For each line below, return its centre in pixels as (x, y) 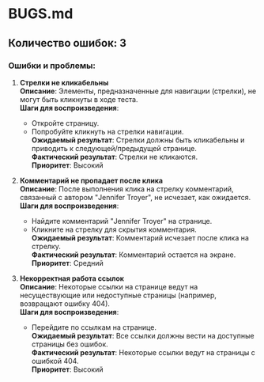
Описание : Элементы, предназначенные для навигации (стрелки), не (138, 91)
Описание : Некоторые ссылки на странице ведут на (109, 286)
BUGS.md (41, 14)
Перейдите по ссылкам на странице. (94, 327)
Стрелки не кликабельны (64, 82)
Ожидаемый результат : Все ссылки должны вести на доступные (143, 335)
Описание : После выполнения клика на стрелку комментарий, (127, 189)
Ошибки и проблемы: (52, 66)
